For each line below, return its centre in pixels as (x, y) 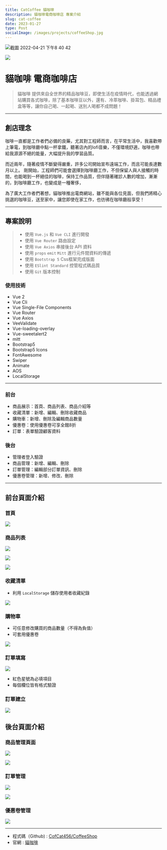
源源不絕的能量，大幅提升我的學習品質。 (55, 153)
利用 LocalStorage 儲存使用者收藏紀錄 (51, 593)
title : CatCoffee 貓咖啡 (30, 10)
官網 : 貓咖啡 (25, 842)
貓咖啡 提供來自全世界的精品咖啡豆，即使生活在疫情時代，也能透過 (85, 94)
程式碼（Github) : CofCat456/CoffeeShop (55, 836)
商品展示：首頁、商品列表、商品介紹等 (51, 407)
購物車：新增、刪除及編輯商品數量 (47, 419)
